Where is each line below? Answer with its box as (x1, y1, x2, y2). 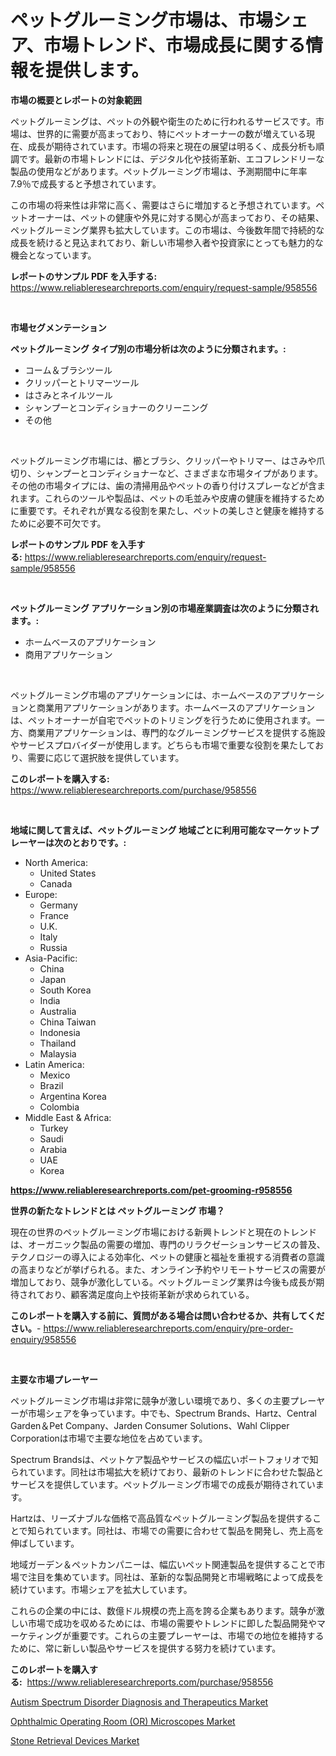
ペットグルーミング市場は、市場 (10, 9, 274, 32)
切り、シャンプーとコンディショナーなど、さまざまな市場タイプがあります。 (10, 467, 323, 479)
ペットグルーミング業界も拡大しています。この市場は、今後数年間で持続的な (10, 224, 325, 236)
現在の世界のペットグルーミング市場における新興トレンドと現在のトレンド (10, 1226, 317, 1238)
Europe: (24, 888, 58, 900)
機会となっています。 (10, 249, 97, 261)
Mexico (39, 1069, 71, 1081)
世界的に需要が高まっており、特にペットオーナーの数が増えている (36, 127, 307, 140)
